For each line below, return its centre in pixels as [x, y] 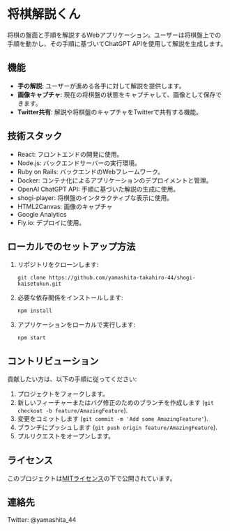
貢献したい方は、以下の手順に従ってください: [72, 379]
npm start [32, 338]
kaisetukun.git [39, 284]
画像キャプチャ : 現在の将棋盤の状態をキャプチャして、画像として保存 [116, 94]
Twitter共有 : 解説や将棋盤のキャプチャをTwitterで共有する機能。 [110, 111]
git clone [32, 278]
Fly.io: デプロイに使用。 [51, 222]
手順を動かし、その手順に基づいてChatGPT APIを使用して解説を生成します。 [117, 43]
